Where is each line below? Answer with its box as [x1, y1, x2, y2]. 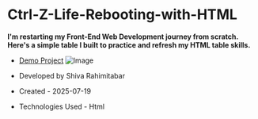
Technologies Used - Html [18, 102, 104, 111]
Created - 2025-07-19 [18, 86, 92, 96]
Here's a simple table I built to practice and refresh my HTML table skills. [7, 40, 251, 49]
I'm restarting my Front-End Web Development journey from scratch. [7, 32, 239, 41]
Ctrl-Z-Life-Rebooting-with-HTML [7, 6, 238, 24]
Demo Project [18, 56, 64, 65]
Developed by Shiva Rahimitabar [18, 71, 126, 80]
